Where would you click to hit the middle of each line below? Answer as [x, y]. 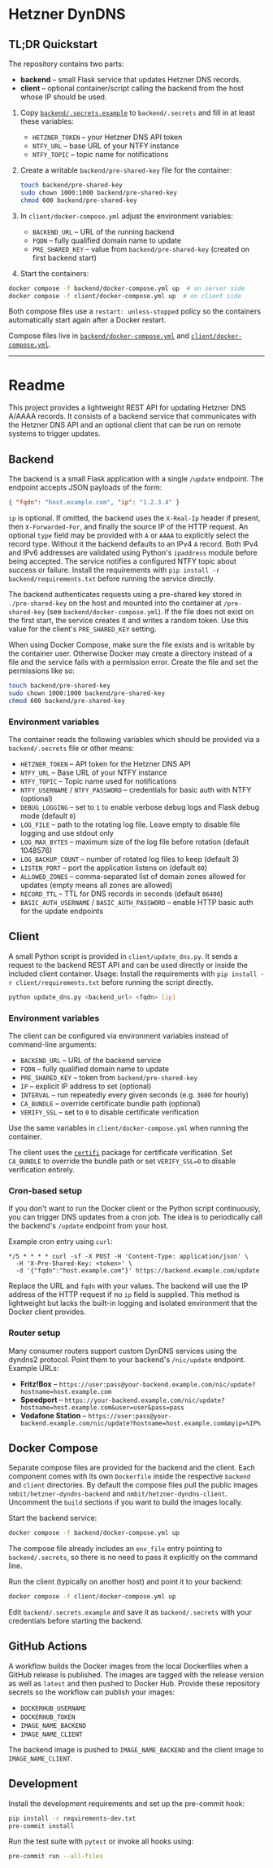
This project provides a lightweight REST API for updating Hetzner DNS [127, 407]
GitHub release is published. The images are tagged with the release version [136, 1674]
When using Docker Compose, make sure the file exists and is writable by [132, 645]
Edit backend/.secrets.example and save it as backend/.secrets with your [130, 1612]
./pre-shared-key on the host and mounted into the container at [115, 603]
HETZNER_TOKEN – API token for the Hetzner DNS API [105, 763]
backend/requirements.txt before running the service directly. [112, 578]
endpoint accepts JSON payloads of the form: [85, 488]
